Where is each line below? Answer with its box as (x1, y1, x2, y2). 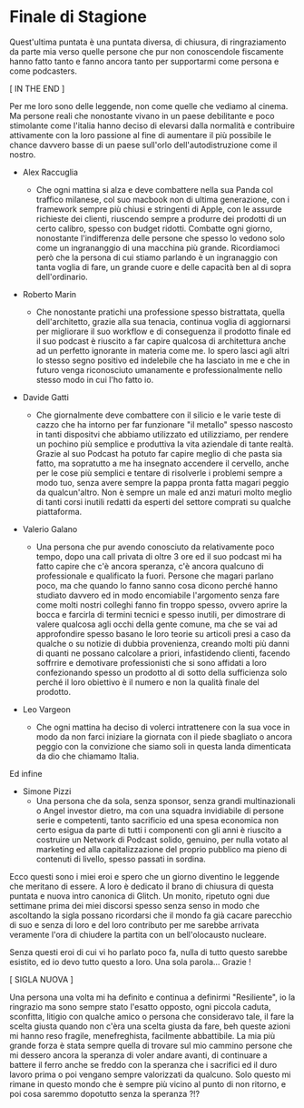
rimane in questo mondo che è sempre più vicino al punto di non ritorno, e (9, 1078, 287, 1089)
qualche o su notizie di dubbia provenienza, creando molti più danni (35, 638, 290, 649)
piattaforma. (35, 506, 83, 517)
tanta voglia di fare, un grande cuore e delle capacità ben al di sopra (35, 261, 292, 272)
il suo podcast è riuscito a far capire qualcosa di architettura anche (35, 335, 287, 347)
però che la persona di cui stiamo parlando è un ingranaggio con (35, 252, 279, 263)
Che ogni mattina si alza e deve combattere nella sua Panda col (35, 184, 274, 195)
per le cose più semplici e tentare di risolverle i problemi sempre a (35, 467, 283, 478)
